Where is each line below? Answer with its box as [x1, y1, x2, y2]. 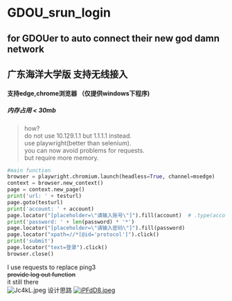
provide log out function [7, 270, 76, 278]
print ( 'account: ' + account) [7, 206, 95, 212]
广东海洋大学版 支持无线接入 [7, 68, 128, 80]
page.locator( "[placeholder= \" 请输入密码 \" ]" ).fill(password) [7, 225, 186, 232]
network [7, 43, 45, 55]
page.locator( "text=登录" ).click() [7, 244, 108, 251]
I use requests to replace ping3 [7, 263, 96, 271]
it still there [7, 277, 39, 286]
